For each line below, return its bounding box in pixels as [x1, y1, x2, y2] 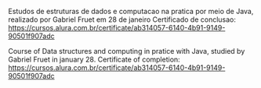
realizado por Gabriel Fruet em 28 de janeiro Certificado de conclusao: [8, 15, 237, 24]
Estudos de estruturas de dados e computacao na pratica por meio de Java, [8, 7, 254, 16]
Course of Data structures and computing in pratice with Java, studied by [8, 47, 245, 55]
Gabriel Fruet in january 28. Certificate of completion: [8, 55, 180, 64]
